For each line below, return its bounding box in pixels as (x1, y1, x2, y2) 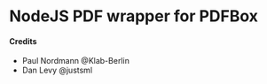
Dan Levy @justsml (21, 65, 93, 76)
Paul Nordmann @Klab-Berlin (21, 56, 130, 66)
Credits (9, 35, 37, 46)
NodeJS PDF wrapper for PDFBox (9, 6, 259, 27)
